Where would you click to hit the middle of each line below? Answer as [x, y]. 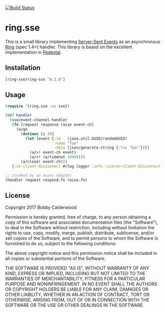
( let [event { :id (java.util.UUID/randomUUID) [76, 139]
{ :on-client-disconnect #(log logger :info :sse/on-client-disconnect [86, 166]
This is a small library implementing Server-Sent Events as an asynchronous [83, 41]
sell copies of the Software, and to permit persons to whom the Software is [82, 238]
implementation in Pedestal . [33, 52]
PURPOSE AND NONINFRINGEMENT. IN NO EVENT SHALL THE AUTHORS [81, 284]
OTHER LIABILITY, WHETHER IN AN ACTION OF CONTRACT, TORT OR [77, 295]
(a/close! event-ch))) [44, 162]
